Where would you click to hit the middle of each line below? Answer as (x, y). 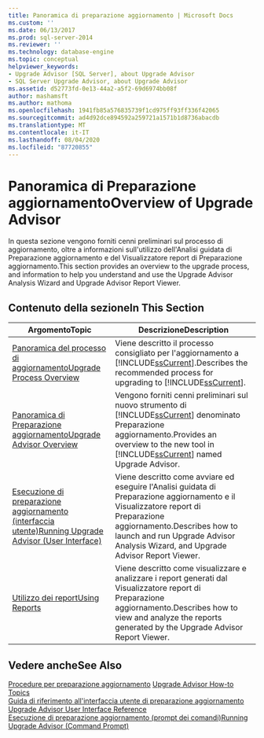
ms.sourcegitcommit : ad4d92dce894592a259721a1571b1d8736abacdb (114, 118)
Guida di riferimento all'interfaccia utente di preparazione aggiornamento (126, 700)
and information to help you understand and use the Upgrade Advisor (121, 275)
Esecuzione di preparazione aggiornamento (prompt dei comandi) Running (128, 718)
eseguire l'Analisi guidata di (165, 487)
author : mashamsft (38, 96)
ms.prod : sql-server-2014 (50, 37)
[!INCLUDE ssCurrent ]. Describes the (181, 363)
